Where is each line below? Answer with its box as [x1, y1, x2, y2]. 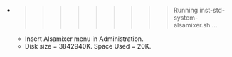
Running [173, 6, 199, 14]
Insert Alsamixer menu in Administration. [24, 34, 144, 43]
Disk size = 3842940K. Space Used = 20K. [24, 42, 152, 50]
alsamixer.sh [173, 21, 211, 29]
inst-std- [199, 6, 226, 14]
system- [173, 13, 198, 22]
